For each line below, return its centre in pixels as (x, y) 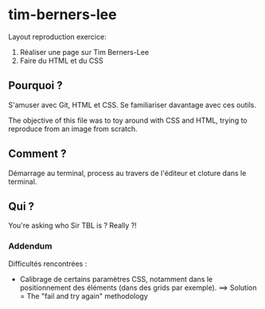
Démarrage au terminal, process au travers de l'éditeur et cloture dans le (127, 173)
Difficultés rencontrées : (48, 264)
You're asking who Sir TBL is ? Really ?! (72, 225)
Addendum (30, 246)
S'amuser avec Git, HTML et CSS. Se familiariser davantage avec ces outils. (132, 104)
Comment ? (37, 154)
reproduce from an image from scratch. (73, 128)
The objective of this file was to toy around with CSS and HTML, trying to (128, 120)
